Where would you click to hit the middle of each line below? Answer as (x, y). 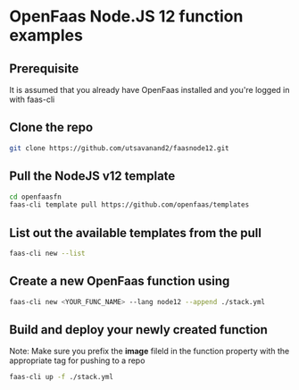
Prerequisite (44, 68)
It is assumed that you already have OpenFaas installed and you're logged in (149, 90)
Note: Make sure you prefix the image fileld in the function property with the (149, 352)
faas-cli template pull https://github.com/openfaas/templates (129, 205)
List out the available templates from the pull (135, 233)
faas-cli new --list (48, 254)
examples (46, 35)
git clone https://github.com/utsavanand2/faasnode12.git (119, 148)
